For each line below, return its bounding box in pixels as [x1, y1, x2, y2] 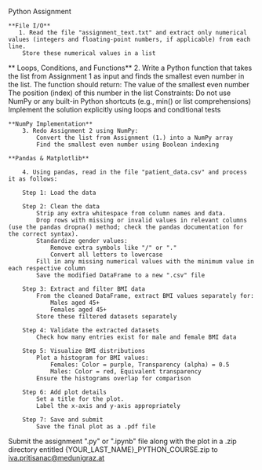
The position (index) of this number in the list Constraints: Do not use [8, 88, 231, 97]
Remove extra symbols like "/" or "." [49, 244, 177, 252]
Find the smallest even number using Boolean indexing [36, 141, 220, 149]
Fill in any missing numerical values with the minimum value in [36, 258, 255, 266]
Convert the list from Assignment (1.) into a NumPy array [36, 134, 234, 141]
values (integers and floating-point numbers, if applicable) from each [8, 35, 251, 43]
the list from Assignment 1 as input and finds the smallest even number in [8, 72, 245, 81]
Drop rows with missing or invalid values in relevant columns [36, 216, 247, 224]
